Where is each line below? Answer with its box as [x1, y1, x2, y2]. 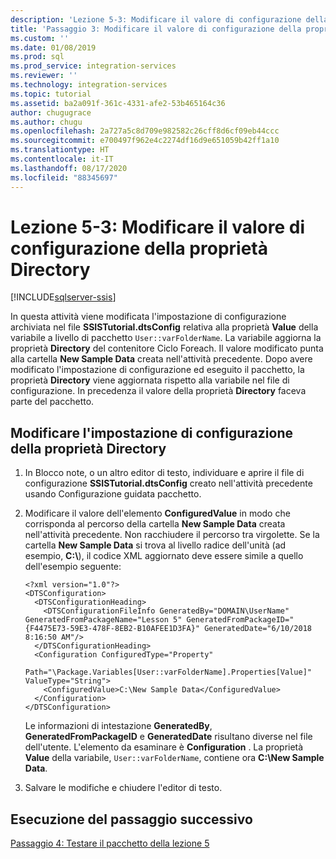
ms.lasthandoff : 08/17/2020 [10, 163, 128, 173]
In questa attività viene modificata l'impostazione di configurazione [10, 311, 287, 323]
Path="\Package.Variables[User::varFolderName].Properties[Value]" [24, 667, 312, 678]
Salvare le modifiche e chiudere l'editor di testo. [24, 782, 223, 794]
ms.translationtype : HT [10, 145, 110, 155]
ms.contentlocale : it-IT [10, 154, 114, 164]
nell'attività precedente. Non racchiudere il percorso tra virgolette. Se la [24, 529, 320, 541]
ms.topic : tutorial [10, 89, 92, 99]
